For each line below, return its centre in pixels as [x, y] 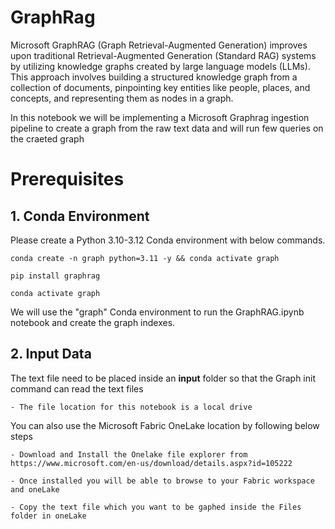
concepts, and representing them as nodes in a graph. [122, 98]
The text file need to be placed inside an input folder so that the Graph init [163, 378]
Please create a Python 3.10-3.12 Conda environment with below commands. [168, 240]
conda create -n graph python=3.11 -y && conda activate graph [145, 258]
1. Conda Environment [80, 216]
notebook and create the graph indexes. [93, 322]
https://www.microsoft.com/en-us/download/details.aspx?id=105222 [151, 463]
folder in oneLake [48, 516]
